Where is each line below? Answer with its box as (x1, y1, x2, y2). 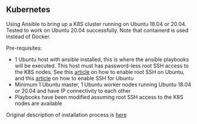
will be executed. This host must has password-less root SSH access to (14, 62, 189, 69)
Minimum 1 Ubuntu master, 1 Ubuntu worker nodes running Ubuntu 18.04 (14, 81, 192, 88)
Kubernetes (6, 5, 51, 15)
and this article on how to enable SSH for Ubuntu (14, 74, 134, 81)
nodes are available (14, 100, 63, 107)
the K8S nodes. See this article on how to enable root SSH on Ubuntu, (14, 68, 185, 76)
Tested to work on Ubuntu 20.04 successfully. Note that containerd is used (6, 27, 189, 34)
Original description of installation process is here (6, 111, 127, 118)
